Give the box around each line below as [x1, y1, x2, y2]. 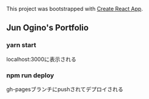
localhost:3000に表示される [6, 55, 76, 63]
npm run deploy [6, 71, 54, 80]
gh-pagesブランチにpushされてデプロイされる [6, 85, 124, 93]
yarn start [6, 41, 37, 49]
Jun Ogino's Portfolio [6, 22, 89, 33]
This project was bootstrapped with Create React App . [6, 5, 144, 12]
